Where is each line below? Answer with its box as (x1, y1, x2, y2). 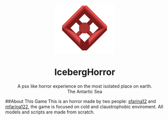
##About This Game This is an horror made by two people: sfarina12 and (5, 98, 156, 104)
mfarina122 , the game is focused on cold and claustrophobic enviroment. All (5, 103, 163, 109)
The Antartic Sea (67, 88, 102, 94)
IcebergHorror (54, 67, 116, 78)
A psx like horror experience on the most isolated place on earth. (17, 83, 152, 89)
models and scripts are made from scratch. (5, 109, 95, 115)
